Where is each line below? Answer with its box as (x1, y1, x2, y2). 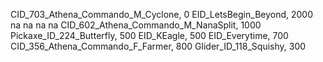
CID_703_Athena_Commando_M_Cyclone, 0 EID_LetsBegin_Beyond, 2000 (10, 9, 314, 20)
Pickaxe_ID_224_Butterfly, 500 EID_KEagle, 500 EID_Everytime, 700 (10, 30, 289, 41)
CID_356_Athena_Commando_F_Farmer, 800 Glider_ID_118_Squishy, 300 (10, 40, 307, 52)
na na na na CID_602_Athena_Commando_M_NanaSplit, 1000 (10, 19, 262, 31)
